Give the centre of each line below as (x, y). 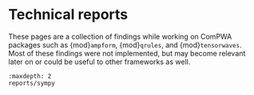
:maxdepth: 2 (30, 76)
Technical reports (68, 15)
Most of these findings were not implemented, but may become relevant (127, 53)
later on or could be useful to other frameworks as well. (99, 62)
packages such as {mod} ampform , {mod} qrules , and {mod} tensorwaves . (125, 44)
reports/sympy (32, 83)
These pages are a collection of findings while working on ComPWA (120, 36)
